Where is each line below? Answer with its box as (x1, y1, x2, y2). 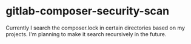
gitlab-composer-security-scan (5, 4, 170, 18)
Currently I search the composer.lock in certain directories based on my (5, 24, 186, 31)
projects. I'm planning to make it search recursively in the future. (5, 30, 167, 37)
